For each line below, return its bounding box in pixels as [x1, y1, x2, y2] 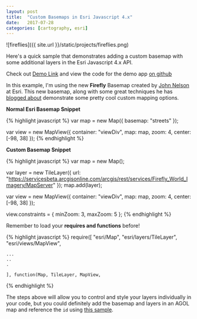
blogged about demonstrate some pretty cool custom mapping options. [6, 94, 179, 101]
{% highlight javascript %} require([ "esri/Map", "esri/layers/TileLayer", [6, 234, 178, 241]
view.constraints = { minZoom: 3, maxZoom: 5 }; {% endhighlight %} [6, 211, 172, 218]
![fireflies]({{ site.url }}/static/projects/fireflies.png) [6, 41, 129, 48]
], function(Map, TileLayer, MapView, [6, 272, 101, 278]
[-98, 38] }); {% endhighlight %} [6, 135, 84, 142]
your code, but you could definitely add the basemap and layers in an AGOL [6, 300, 190, 307]
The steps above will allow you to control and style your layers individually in [6, 294, 192, 301]
